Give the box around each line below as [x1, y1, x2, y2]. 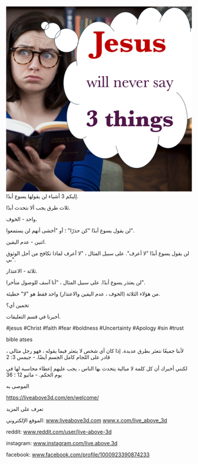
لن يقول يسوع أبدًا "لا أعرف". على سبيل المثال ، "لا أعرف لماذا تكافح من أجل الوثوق [6, 250, 190, 257]
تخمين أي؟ [6, 301, 29, 309]
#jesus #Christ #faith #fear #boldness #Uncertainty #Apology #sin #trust [6, 324, 184, 332]
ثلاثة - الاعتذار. [6, 267, 38, 274]
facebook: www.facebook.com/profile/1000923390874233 [6, 451, 150, 458]
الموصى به [6, 383, 29, 389]
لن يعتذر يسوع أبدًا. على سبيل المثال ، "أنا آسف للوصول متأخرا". [6, 279, 146, 286]
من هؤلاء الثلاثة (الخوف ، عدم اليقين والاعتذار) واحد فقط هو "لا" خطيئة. [6, 290, 160, 297]
